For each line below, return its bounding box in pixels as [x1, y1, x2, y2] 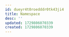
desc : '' [5, 16, 23, 21]
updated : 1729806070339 [5, 20, 53, 25]
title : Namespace [5, 12, 40, 16]
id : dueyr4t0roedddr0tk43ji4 [5, 7, 64, 12]
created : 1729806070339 [5, 25, 53, 30]
